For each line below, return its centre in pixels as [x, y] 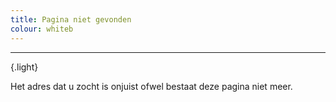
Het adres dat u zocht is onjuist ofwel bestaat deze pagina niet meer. [151, 86]
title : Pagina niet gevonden [71, 19]
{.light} [24, 67]
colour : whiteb [42, 29]
